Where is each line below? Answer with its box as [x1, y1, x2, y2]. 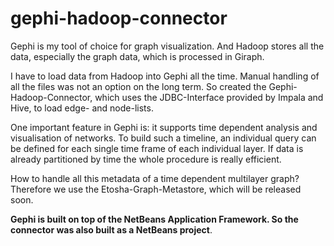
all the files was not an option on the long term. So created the [10, 80, 267, 92]
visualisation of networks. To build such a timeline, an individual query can [10, 132, 317, 144]
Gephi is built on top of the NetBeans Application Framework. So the [10, 213, 299, 225]
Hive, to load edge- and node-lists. [10, 102, 154, 114]
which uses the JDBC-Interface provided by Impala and [94, 91, 324, 103]
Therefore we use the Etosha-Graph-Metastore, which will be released [10, 183, 302, 195]
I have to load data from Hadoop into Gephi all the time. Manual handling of [10, 70, 320, 82]
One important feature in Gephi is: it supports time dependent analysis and [10, 121, 318, 133]
